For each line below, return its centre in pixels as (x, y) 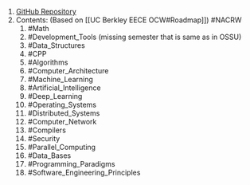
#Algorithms (48, 62)
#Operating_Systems (62, 104)
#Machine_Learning (61, 79)
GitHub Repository (46, 12)
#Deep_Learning (55, 96)
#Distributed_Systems (64, 113)
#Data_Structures (56, 45)
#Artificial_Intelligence (64, 88)
